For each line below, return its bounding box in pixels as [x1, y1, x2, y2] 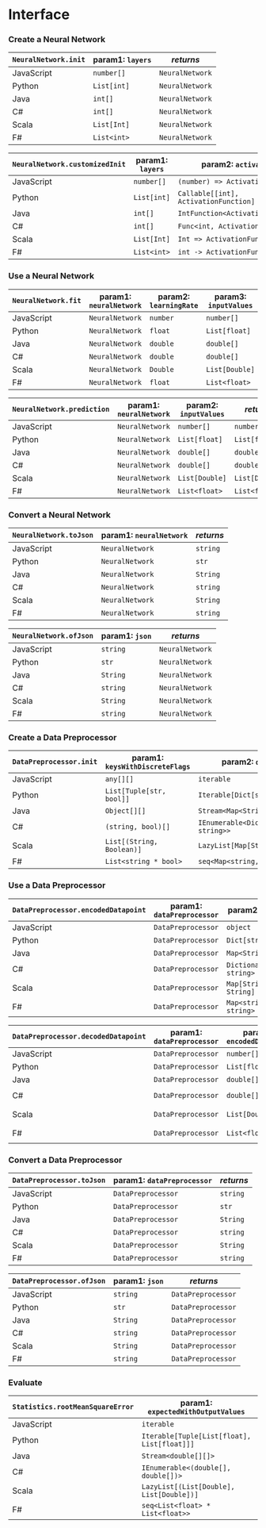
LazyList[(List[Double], [141, 1482, 235, 1492]
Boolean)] [104, 845, 142, 854]
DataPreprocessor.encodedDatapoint [12, 905, 146, 914]
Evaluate [8, 1376, 43, 1388]
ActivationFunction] [177, 197, 256, 206]
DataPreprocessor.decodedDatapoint [12, 1031, 146, 1041]
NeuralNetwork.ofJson [12, 632, 93, 640]
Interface [8, 6, 70, 24]
